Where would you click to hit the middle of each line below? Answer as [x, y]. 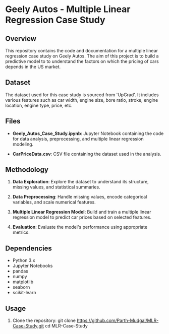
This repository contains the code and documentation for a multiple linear [81, 51]
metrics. [21, 232]
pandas [20, 271]
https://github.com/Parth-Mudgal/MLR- [118, 320]
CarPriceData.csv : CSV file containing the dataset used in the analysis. [87, 154]
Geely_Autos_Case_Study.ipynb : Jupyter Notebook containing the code [88, 133]
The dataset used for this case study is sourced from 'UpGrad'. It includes [82, 95]
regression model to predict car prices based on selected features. [82, 217]
